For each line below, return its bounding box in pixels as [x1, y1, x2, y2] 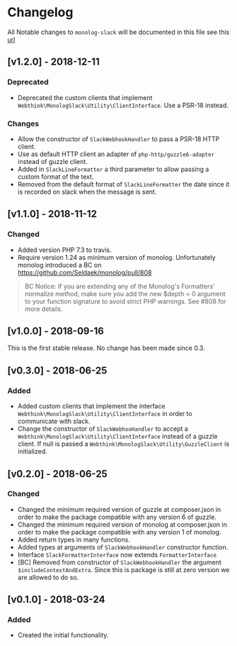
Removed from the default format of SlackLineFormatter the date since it [17, 180, 230, 188]
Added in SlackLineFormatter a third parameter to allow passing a [17, 165, 209, 173]
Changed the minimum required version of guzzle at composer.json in [17, 505, 221, 513]
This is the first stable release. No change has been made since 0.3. [7, 344, 205, 352]
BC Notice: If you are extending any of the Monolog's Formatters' [24, 282, 216, 290]
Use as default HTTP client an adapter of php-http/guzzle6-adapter [17, 150, 215, 158]
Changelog [7, 4, 74, 21]
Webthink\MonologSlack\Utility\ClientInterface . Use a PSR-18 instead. [17, 101, 229, 109]
